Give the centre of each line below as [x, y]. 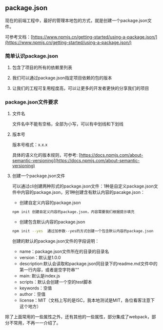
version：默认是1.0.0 [40, 258]
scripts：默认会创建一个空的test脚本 [56, 282]
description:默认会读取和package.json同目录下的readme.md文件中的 [88, 264]
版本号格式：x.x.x [30, 145]
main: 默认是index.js [40, 276]
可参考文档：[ [19, 37]
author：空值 [32, 294]
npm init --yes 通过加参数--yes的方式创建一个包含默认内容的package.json [83, 231]
